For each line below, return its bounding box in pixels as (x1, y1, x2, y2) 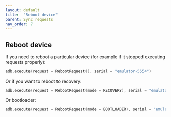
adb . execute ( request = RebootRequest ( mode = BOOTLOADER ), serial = (5, 107, 152, 112)
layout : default (5, 7, 40, 13)
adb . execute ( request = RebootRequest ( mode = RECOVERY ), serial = (5, 88, 147, 93)
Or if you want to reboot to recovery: (5, 78, 82, 84)
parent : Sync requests (5, 17, 53, 22)
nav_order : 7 (5, 21, 33, 27)
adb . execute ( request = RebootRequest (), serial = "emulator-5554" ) (5, 69, 152, 74)
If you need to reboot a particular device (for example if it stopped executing (5, 54, 165, 60)
